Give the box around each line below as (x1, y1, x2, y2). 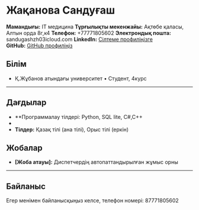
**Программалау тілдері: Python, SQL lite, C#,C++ (14, 113, 143, 120)
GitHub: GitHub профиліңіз (6, 42, 73, 49)
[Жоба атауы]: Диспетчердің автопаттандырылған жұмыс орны (14, 159, 179, 166)
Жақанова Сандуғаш (6, 4, 115, 17)
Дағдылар (6, 98, 47, 108)
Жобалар (6, 143, 43, 153)
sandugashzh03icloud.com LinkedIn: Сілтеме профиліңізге (6, 35, 153, 43)
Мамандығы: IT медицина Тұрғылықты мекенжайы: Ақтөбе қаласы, (6, 23, 184, 30)
